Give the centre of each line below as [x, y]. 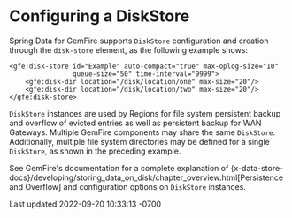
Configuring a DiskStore [100, 16]
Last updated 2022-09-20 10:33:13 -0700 [85, 204]
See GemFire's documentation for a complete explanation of [119, 168]
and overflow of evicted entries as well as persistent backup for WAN [135, 123]
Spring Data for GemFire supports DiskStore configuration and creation [139, 41]
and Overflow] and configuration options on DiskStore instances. [127, 186]
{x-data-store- [257, 168]
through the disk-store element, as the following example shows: [129, 49]
